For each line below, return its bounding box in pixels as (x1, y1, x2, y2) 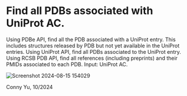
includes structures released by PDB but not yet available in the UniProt (6, 42, 180, 49)
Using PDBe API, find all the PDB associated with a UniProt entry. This (6, 36, 176, 43)
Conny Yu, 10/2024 (6, 83, 53, 90)
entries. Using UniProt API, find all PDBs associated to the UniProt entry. (6, 48, 181, 55)
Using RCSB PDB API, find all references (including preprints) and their (6, 54, 178, 61)
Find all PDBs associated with (6, 4, 153, 18)
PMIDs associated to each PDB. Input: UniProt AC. (6, 60, 128, 68)
